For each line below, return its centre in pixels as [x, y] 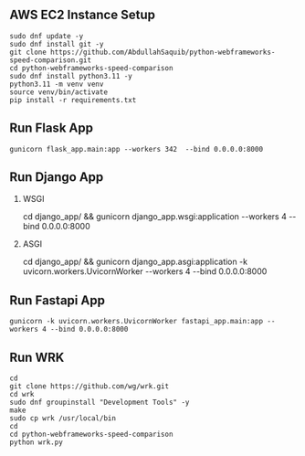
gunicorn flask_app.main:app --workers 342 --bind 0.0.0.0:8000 [136, 149]
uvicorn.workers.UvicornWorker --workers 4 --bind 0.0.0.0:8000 [145, 271]
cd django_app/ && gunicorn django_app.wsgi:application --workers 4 [155, 217]
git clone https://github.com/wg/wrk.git [89, 387]
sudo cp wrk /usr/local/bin [63, 419]
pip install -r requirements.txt [73, 100]
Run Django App [57, 177]
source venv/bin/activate [58, 92]
